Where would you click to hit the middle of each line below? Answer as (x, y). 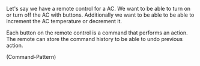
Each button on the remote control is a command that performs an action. (97, 33)
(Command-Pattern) (31, 57)
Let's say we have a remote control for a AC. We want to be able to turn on (98, 9)
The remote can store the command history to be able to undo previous (95, 39)
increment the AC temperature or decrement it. (64, 21)
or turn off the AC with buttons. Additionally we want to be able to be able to (100, 15)
